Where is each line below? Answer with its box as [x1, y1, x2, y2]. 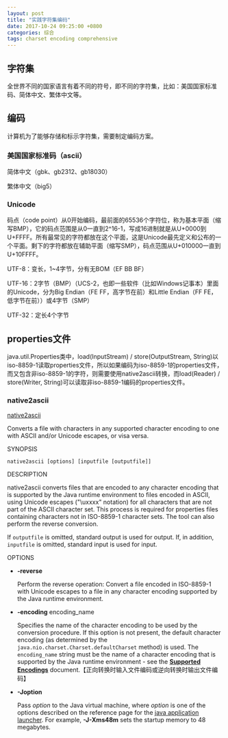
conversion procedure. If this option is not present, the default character [16, 628, 221, 637]
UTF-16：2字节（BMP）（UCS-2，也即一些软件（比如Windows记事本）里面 [7, 279, 219, 288]
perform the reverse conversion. [7, 520, 99, 528]
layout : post [7, 10, 45, 17]
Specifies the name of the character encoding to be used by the [16, 621, 198, 630]
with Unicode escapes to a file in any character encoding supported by [16, 587, 218, 596]
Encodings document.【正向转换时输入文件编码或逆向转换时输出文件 [16, 665, 212, 674]
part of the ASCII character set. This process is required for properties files [7, 505, 218, 513]
